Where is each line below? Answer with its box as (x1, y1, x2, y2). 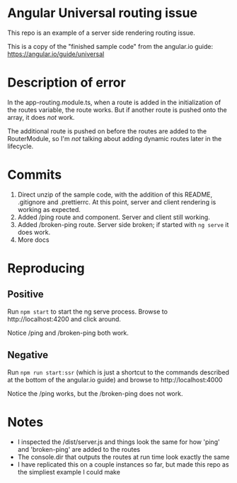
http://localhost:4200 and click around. (7, 314, 122, 323)
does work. (17, 228, 51, 236)
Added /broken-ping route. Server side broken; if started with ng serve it (17, 220, 229, 228)
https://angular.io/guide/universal (7, 50, 105, 58)
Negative (7, 349, 49, 361)
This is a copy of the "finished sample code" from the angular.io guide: (7, 42, 214, 50)
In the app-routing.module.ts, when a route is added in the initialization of (7, 98, 221, 106)
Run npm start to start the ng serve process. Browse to (7, 307, 168, 316)
